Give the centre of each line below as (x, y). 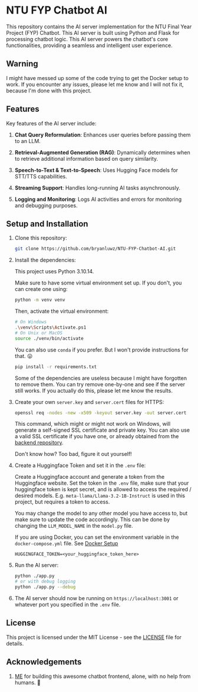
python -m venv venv (40, 300)
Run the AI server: (37, 565)
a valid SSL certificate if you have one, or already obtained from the (97, 436)
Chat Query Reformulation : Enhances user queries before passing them (103, 135)
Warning (22, 64)
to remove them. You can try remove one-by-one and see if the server (100, 384)
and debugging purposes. (46, 205)
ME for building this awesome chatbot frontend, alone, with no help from (103, 676)
